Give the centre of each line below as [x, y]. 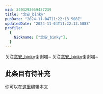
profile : [14, 28]
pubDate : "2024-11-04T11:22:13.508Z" [44, 19]
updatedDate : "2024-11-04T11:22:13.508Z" [48, 23]
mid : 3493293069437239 [28, 10]
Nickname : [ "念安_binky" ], [41, 38]
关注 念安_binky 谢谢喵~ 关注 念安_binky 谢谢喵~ [51, 56]
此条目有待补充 [28, 74]
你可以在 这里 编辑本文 [26, 87]
